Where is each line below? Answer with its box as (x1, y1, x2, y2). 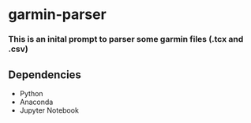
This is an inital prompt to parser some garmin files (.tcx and (8, 34, 244, 45)
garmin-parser (8, 6, 107, 24)
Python (19, 88, 43, 98)
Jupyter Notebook (19, 105, 79, 115)
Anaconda (19, 97, 54, 106)
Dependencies (8, 68, 81, 81)
